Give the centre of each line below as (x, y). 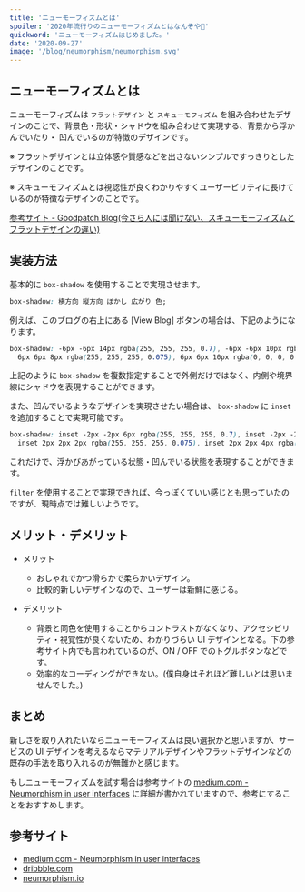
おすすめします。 (57, 805)
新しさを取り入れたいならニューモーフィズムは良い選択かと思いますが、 (144, 740)
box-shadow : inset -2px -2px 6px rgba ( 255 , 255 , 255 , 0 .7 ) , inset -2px (148, 435)
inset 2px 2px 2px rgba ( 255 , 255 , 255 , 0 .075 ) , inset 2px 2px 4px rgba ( (158, 443)
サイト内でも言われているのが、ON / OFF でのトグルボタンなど (162, 650)
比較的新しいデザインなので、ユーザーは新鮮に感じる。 (139, 589)
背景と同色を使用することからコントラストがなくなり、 (139, 627)
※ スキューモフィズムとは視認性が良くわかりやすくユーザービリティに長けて (152, 186)
